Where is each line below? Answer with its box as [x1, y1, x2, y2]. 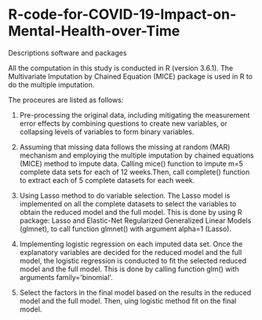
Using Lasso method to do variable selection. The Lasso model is [19, 191, 231, 200]
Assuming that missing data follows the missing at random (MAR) [19, 142, 231, 151]
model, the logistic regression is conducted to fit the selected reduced [19, 256, 247, 265]
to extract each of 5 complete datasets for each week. [19, 175, 195, 185]
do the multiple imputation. [8, 80, 95, 89]
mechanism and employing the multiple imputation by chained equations [19, 151, 255, 160]
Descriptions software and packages [8, 48, 127, 57]
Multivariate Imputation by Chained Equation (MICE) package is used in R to [8, 71, 253, 81]
